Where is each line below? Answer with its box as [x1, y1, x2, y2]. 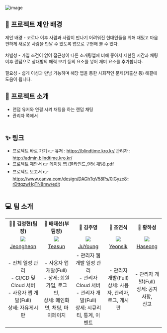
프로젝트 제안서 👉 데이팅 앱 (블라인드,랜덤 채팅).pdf [12, 161, 114, 167]
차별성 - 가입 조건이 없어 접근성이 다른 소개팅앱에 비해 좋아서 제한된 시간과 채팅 [5, 52, 158, 58]
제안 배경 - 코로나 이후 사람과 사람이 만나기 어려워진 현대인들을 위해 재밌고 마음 [5, 34, 158, 40]
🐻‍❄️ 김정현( [9, 221, 33, 227]
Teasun [48, 243, 66, 250]
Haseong [136, 243, 158, 250]
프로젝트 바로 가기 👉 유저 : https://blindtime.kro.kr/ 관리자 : [12, 148, 131, 154]
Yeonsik [109, 243, 128, 250]
